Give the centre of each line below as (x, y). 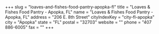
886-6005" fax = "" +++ (29, 27)
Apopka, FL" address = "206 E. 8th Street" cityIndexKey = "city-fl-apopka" (80, 17)
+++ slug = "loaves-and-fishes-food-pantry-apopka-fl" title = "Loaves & (78, 7)
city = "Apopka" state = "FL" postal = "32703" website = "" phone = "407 (78, 22)
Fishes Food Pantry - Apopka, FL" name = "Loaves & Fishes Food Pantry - (79, 12)
